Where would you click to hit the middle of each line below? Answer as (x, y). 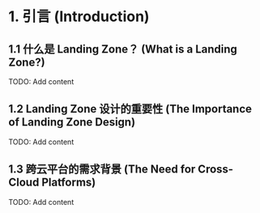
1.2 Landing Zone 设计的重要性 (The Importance (130, 109)
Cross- (215, 170)
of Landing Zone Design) (72, 122)
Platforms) (69, 183)
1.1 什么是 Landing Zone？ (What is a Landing (123, 49)
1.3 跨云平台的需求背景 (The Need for (102, 170)
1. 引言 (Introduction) (79, 17)
